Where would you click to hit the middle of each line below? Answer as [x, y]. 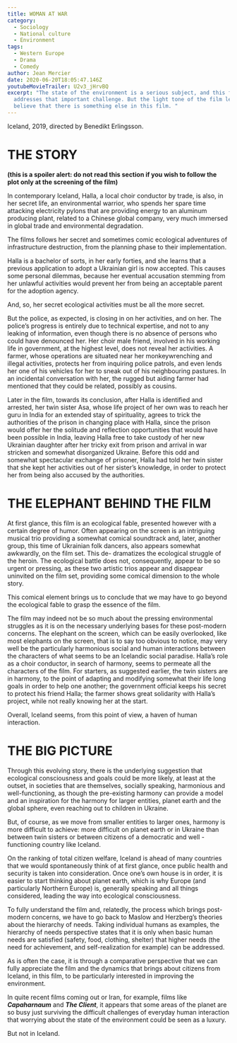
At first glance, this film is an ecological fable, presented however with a [112, 523]
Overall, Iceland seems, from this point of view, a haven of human [102, 714]
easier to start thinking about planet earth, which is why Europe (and [107, 880]
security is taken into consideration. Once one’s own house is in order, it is [115, 873]
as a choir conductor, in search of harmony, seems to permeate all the [109, 663]
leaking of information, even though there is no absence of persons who [112, 333]
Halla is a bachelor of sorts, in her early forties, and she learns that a [107, 261]
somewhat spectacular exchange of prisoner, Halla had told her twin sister [115, 460]
